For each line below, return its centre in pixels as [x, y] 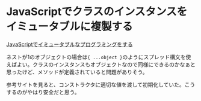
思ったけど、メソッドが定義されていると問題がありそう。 [77, 72]
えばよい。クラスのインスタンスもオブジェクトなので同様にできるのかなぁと [101, 64]
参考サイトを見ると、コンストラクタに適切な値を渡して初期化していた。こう [101, 84]
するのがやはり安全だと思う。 [43, 92]
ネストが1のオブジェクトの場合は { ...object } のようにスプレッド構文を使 [99, 57]
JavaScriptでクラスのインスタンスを [97, 12]
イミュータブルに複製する [70, 27]
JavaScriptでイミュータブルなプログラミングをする [70, 44]
